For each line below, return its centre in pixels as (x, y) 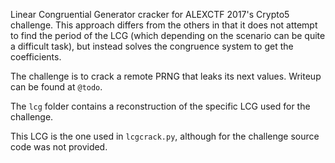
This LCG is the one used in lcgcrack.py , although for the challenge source (165, 136)
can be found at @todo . (56, 87)
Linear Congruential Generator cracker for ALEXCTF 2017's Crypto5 (150, 14)
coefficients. (36, 57)
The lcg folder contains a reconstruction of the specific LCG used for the (160, 106)
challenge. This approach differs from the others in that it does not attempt (164, 25)
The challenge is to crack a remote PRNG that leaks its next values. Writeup (166, 76)
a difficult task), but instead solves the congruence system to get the (152, 46)
